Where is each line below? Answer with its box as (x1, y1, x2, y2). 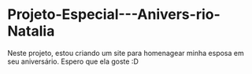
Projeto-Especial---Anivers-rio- (7, 6, 221, 24)
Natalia (7, 22, 55, 40)
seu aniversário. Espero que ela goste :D (7, 57, 139, 66)
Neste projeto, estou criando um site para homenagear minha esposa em (7, 48, 245, 57)
